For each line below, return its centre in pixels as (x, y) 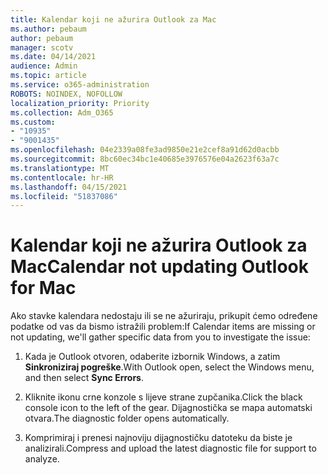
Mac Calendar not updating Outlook (160, 267)
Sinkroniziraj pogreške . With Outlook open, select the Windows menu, (169, 367)
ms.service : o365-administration (80, 85)
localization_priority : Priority (80, 103)
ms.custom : (33, 122)
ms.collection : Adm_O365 (62, 112)
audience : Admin (44, 66)
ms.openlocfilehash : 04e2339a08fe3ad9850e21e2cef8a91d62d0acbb (145, 150)
